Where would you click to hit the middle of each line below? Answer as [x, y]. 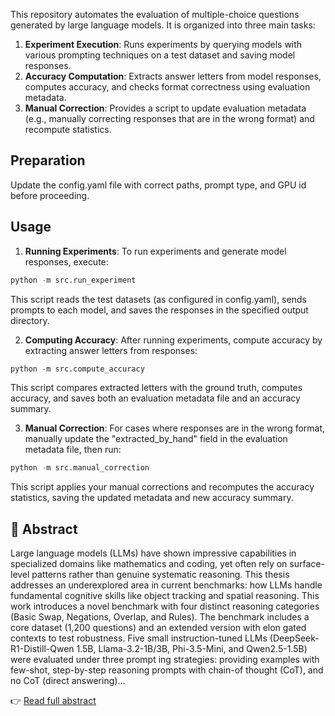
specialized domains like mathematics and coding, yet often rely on [149, 564]
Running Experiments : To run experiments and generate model [155, 251]
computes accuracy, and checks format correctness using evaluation [167, 87]
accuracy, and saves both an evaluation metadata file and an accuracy [155, 398]
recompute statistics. [68, 129]
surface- [307, 564]
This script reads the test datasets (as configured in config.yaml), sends [158, 299]
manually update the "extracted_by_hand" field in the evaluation [156, 439]
